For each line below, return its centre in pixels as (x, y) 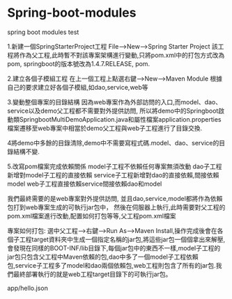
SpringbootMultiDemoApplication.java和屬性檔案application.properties (120, 119)
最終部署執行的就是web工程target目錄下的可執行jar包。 (92, 274)
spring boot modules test (43, 32)
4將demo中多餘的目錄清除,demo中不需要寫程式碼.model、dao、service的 (113, 143)
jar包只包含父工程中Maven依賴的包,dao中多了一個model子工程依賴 (103, 257)
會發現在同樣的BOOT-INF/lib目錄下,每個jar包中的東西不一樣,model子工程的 (114, 248)
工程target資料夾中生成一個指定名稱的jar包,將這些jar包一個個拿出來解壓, (122, 239)
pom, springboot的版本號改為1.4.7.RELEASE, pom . (79, 63)
